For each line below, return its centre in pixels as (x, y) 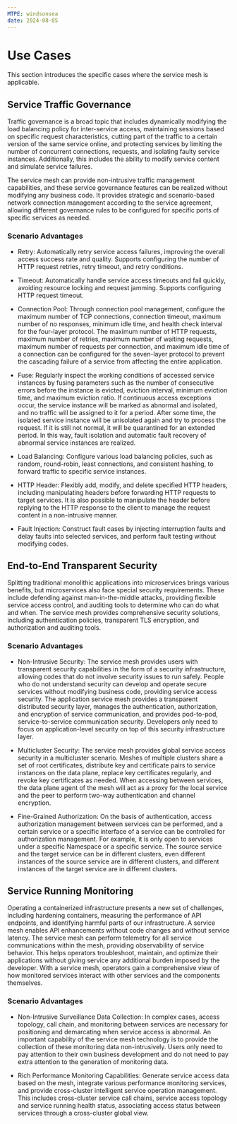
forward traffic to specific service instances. (82, 471)
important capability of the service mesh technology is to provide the (118, 1039)
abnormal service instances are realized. (77, 443)
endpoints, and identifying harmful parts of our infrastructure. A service (111, 923)
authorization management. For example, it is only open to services (115, 839)
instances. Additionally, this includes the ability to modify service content (114, 159)
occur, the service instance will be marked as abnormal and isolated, (117, 405)
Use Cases (39, 55)
